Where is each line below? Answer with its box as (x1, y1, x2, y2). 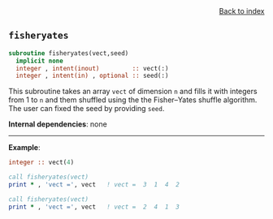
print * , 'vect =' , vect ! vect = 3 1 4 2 (8, 181, 180, 189)
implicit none (15, 57, 63, 65)
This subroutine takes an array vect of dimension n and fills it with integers (8, 87, 258, 97)
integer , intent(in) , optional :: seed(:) (15, 71, 169, 80)
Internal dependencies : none (8, 119, 107, 129)
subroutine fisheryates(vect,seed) (8, 49, 129, 58)
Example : (8, 143, 41, 152)
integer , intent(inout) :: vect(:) (15, 64, 169, 72)
